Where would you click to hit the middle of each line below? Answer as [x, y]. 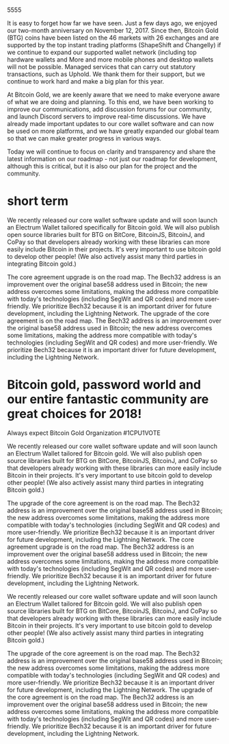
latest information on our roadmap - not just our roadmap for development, [112, 159]
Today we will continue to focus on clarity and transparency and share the [111, 151]
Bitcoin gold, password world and [104, 385]
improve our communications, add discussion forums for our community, [109, 109]
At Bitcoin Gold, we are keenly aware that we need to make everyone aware [113, 95]
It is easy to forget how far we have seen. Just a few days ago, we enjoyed [112, 23]
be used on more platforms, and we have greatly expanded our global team [113, 131]
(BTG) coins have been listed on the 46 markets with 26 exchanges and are [113, 38]
